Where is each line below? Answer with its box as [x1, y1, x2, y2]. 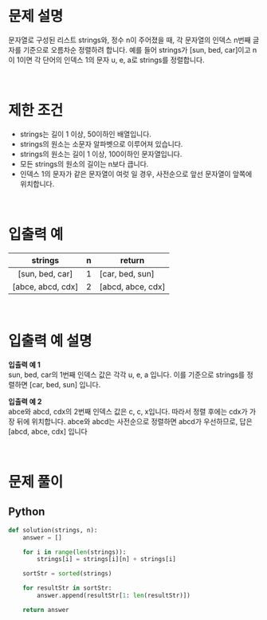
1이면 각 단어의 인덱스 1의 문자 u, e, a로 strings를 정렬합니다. [16, 55, 205, 65]
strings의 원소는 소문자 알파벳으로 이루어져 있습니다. [19, 139, 183, 148]
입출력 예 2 [8, 396, 42, 406]
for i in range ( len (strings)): [22, 547, 127, 556]
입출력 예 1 [8, 359, 41, 369]
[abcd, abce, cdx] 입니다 [8, 426, 88, 436]
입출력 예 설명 [8, 332, 92, 350]
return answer [22, 606, 69, 614]
